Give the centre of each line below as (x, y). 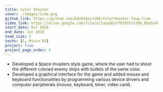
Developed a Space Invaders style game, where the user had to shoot (82, 64)
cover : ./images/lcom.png (31, 14)
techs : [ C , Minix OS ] (27, 41)
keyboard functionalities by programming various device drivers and (80, 79)
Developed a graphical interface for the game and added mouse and (80, 74)
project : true (19, 46)
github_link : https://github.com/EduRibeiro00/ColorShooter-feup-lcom (78, 18)
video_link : (17, 23)
